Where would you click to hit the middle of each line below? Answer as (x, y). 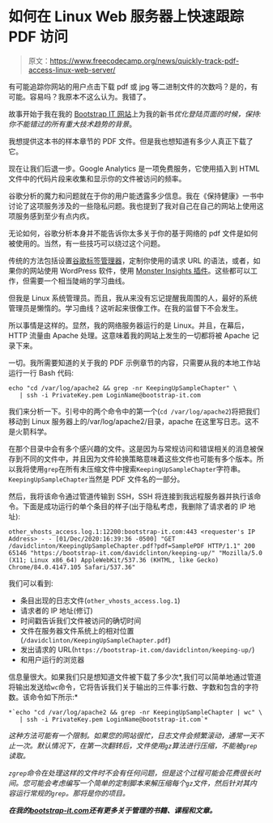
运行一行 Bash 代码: (41, 372)
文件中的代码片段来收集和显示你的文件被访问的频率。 (97, 178)
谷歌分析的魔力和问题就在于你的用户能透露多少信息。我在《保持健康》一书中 (136, 196)
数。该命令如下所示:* (43, 697)
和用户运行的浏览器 (52, 660)
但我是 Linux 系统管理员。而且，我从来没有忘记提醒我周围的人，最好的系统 (133, 298)
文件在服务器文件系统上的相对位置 (77, 630)
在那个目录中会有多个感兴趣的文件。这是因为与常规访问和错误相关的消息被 (132, 448)
